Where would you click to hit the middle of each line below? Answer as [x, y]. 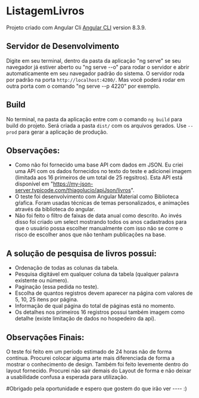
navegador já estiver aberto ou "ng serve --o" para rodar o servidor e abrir [98, 67]
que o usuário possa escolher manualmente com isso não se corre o [99, 229]
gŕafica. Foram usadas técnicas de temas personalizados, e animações [102, 203]
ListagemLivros [45, 11]
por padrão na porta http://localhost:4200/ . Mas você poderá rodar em [96, 79]
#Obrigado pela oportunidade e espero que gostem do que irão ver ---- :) [97, 388]
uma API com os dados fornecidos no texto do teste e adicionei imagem [103, 171]
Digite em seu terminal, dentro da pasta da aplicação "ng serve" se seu [94, 60]
